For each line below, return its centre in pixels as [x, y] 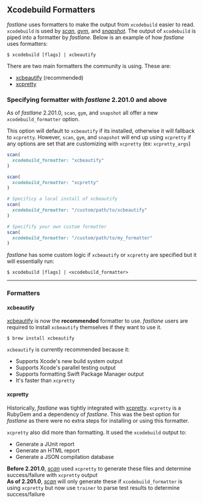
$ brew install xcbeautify [41, 338]
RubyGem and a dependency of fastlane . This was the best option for [93, 414]
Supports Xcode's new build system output [69, 361]
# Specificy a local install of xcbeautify [62, 199]
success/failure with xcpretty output [52, 475]
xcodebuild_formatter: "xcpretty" [55, 182]
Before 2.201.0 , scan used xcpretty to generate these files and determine [99, 468]
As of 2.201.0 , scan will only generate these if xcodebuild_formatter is [95, 481]
